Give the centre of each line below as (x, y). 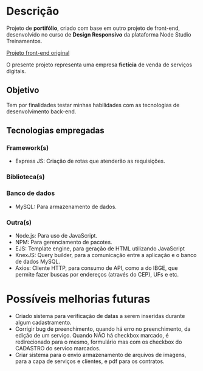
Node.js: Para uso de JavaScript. (56, 235)
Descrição (33, 11)
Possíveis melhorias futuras (78, 299)
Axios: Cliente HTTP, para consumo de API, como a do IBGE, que (96, 268)
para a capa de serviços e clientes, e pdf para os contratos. (90, 361)
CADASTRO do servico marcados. (58, 348)
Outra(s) (19, 222)
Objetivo (23, 90)
